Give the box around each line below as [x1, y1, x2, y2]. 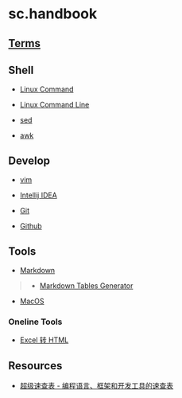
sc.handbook [8, 5, 98, 23]
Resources [8, 359, 63, 373]
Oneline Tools [8, 316, 63, 327]
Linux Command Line [19, 100, 90, 110]
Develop [8, 154, 50, 167]
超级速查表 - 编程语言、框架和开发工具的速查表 [19, 381, 174, 391]
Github [19, 221, 42, 231]
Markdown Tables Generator [39, 281, 134, 291]
